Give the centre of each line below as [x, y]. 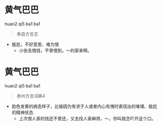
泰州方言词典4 [31, 96]
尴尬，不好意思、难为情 [35, 44]
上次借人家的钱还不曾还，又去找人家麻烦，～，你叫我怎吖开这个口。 [87, 118]
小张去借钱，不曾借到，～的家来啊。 [55, 50]
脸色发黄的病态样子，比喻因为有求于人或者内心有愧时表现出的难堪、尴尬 [84, 106]
